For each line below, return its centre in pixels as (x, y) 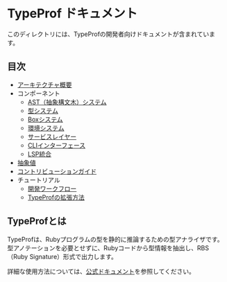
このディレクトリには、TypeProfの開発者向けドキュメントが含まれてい (108, 34)
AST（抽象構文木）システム (67, 102)
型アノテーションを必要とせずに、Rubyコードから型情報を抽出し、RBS (108, 248)
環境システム (46, 127)
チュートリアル (39, 179)
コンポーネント (39, 93)
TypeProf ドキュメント (72, 14)
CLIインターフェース (56, 145)
